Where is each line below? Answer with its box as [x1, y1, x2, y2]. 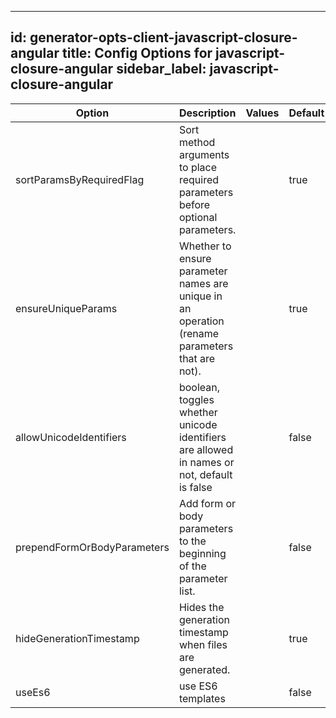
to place [178, 160, 217, 174]
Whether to [178, 239, 232, 253]
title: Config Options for [62, 45, 213, 62]
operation [178, 314, 225, 328]
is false [178, 480, 213, 494]
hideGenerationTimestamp [15, 631, 140, 645]
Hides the [178, 600, 225, 614]
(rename [178, 326, 220, 340]
